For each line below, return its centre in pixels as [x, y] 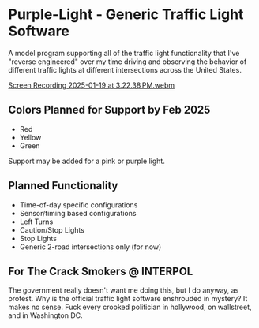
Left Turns [36, 222]
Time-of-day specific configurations [79, 205]
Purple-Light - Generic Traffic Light [126, 15]
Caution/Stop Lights [52, 229]
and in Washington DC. [45, 315]
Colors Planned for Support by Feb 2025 [109, 110]
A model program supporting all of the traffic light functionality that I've [124, 53]
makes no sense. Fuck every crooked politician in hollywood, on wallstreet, [130, 307]
